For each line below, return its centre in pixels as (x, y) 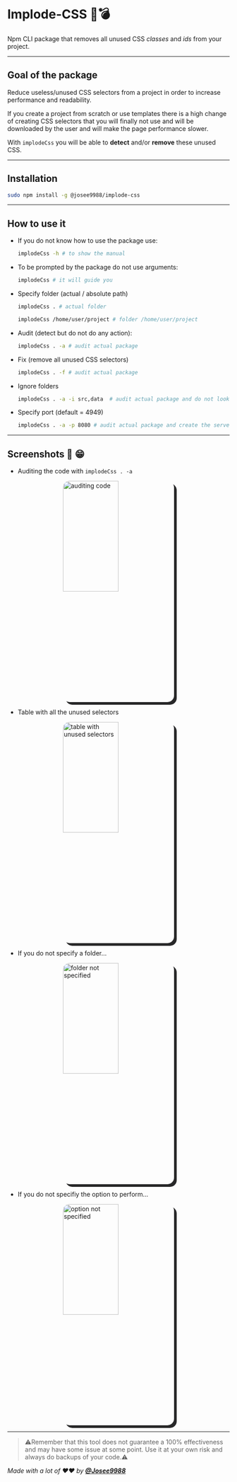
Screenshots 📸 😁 (46, 454)
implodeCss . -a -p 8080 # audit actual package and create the (114, 425)
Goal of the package (53, 75)
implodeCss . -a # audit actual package (78, 346)
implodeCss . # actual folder (62, 306)
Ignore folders (38, 386)
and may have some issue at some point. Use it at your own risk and (124, 1449)
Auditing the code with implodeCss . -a (75, 471)
